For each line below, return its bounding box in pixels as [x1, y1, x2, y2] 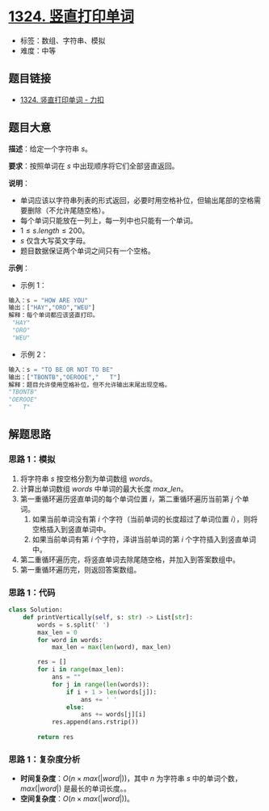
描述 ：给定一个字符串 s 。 [8, 143, 93, 154]
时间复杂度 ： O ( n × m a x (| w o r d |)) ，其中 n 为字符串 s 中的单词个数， [19, 774, 242, 784]
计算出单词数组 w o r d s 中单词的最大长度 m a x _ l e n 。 [19, 484, 188, 493]
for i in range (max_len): [37, 665, 125, 674]
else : [65, 703, 85, 712]
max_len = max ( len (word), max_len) [51, 644, 172, 652]
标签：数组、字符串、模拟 [19, 36, 106, 45]
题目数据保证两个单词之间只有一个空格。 [19, 246, 155, 256]
